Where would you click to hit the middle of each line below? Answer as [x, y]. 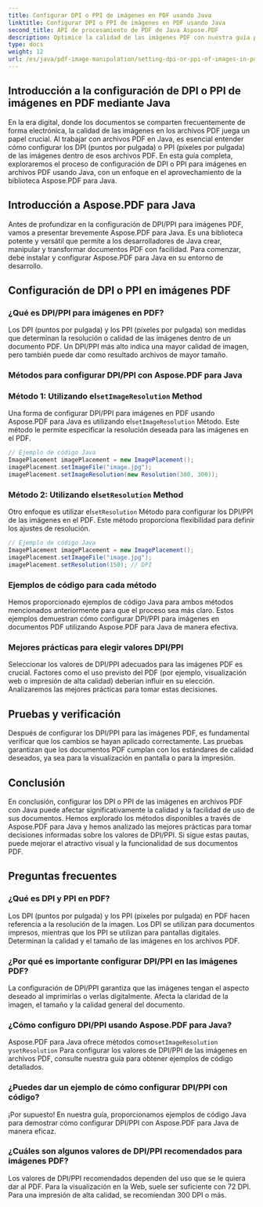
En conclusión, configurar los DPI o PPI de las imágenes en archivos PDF [126, 801]
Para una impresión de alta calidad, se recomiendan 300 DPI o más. [117, 1194]
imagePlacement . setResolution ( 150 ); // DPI [80, 565]
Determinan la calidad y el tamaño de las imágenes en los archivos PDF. [124, 941]
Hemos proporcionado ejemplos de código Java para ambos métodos [121, 602]
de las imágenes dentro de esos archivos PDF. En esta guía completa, [121, 155]
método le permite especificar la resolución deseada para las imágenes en [128, 430]
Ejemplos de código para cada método [83, 585]
